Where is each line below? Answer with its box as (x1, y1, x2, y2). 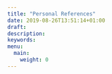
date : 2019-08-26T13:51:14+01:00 (7, 17, 106, 24)
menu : (7, 43, 23, 50)
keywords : (7, 37, 37, 44)
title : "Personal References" (7, 10, 97, 18)
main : (13, 50, 30, 57)
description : (7, 30, 46, 37)
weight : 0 (20, 56, 49, 63)
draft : (7, 23, 27, 30)
